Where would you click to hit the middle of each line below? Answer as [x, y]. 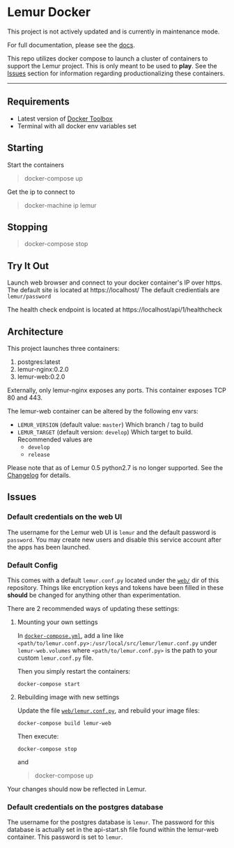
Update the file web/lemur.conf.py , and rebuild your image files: [108, 710]
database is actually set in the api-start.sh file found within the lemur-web [113, 830]
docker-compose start [48, 684]
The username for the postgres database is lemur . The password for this [111, 822]
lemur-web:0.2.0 [41, 377]
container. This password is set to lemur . [65, 837]
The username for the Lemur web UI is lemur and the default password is [112, 532]
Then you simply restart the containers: [74, 671]
